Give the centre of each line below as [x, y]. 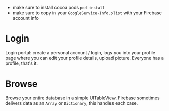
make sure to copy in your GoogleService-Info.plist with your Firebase [87, 13]
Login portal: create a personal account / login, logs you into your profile [80, 52]
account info [25, 18]
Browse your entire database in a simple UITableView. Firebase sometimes [82, 98]
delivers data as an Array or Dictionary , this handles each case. [72, 103]
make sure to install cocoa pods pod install [59, 7]
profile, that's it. [21, 63]
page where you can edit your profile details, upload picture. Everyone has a [84, 58]
